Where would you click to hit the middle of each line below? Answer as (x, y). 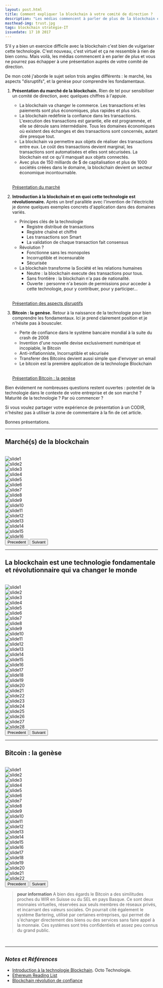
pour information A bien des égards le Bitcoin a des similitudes (80, 894)
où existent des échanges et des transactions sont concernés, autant (88, 131)
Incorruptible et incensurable (56, 258)
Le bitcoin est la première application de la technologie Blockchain (85, 364)
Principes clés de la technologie (51, 221)
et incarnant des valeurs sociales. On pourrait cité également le (80, 910)
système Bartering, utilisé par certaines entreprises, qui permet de (83, 915)
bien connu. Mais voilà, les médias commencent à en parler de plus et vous (80, 56)
